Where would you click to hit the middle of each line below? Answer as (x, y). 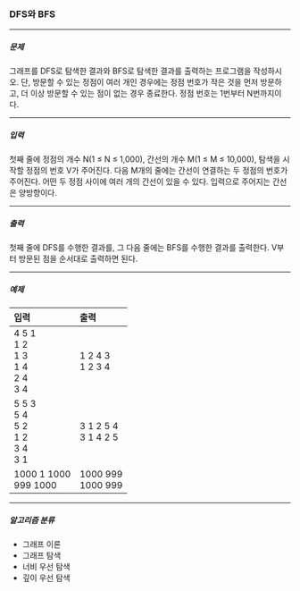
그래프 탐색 (42, 555)
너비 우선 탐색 (46, 567)
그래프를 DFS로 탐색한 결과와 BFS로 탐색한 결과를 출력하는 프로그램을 (130, 71)
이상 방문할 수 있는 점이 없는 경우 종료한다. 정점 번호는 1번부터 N (142, 93)
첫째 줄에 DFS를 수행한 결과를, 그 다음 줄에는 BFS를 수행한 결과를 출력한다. (139, 248)
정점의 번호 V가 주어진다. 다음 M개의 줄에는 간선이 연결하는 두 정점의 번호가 (157, 171)
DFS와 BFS (33, 13)
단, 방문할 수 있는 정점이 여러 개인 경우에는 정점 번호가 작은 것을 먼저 (140, 82)
